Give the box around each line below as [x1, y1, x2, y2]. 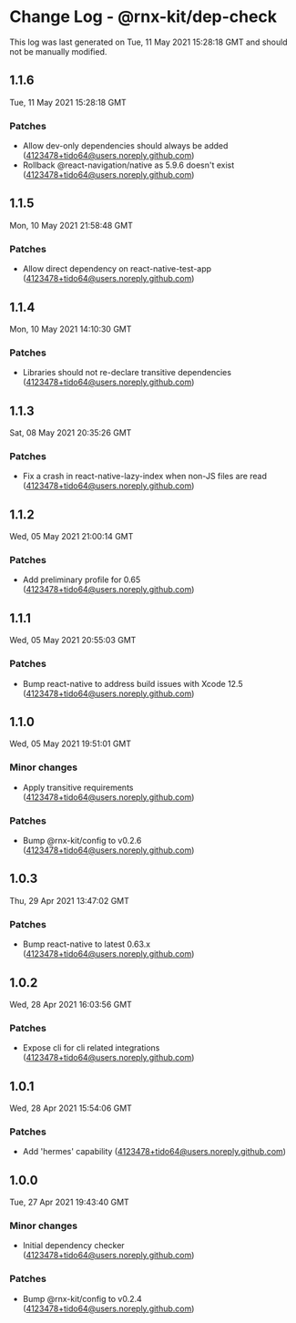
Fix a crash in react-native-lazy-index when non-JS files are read [22, 471, 267, 482]
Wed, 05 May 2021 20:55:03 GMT [9, 635, 137, 646]
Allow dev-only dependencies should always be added [22, 140, 229, 151]
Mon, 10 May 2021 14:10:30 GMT [9, 323, 132, 334]
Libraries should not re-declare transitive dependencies [22, 367, 232, 378]
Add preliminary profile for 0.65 [22, 574, 141, 585]
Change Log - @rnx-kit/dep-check [9, 6, 278, 27]
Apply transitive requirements [22, 782, 134, 793]
